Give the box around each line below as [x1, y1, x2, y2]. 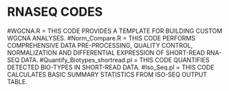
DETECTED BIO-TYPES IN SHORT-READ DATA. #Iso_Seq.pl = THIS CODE [7, 63, 215, 71]
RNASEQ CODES [7, 4, 103, 20]
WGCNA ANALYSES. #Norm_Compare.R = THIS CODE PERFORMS [7, 34, 196, 42]
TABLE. [7, 77, 28, 86]
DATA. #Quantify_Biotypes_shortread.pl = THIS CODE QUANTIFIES [21, 55, 210, 64]
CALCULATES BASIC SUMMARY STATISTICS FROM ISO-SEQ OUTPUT [7, 70, 208, 79]
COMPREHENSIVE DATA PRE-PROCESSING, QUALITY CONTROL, [7, 41, 193, 49]
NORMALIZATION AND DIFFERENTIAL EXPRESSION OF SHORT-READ [7, 49, 205, 57]
